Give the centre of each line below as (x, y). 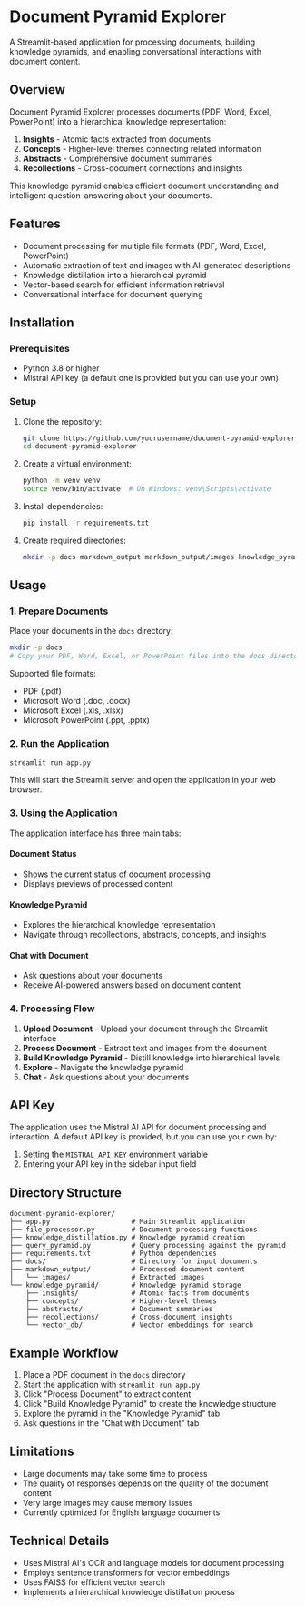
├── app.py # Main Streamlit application (128, 1222)
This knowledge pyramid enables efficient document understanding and (144, 186)
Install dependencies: (63, 507)
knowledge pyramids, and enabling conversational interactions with (135, 51)
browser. (26, 789)
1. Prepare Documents (59, 611)
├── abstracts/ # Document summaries (119, 1310)
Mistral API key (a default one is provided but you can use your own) (151, 378)
